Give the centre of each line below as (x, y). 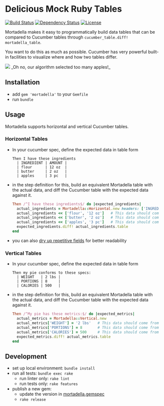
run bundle (23, 99)
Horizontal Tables (26, 139)
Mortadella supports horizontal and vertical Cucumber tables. (67, 126)
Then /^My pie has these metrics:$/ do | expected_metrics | (73, 314)
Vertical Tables (23, 253)
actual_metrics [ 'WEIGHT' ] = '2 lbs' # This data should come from (88, 323)
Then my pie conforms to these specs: (51, 273)
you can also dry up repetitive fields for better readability (69, 241)
